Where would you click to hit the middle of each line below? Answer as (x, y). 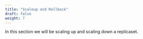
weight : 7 (15, 18)
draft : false (18, 14)
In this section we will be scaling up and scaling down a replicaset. (72, 32)
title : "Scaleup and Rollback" (37, 9)
